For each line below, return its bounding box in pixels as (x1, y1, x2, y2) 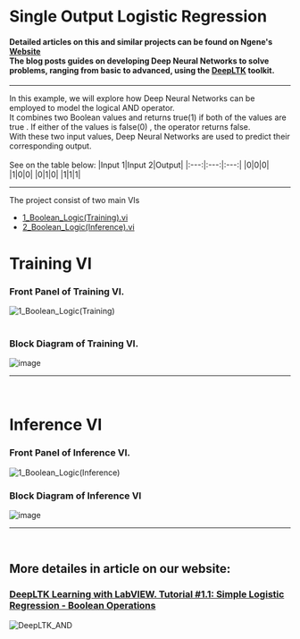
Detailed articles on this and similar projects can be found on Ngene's (9, 36, 273, 47)
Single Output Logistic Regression (9, 6, 268, 27)
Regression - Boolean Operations (9, 600, 156, 612)
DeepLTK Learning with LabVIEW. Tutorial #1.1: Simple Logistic (9, 588, 285, 601)
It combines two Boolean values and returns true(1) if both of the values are (9, 112, 287, 123)
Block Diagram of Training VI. (9, 337, 139, 350)
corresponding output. (9, 141, 92, 151)
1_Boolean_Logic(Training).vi (21, 212, 129, 223)
